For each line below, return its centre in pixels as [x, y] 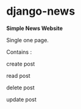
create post [21, 64]
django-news [41, 11]
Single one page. [27, 40]
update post [21, 99]
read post [18, 75]
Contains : [19, 52]
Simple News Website [34, 28]
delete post [20, 88]
